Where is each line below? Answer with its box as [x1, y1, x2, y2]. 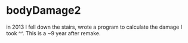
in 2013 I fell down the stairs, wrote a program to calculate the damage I [6, 23, 183, 30]
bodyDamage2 [6, 4, 81, 17]
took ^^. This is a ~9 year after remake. [6, 29, 101, 36]
